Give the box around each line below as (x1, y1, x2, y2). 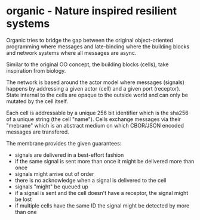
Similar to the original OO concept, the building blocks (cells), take (6, 61, 169, 68)
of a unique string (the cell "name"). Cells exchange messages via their (6, 115, 181, 123)
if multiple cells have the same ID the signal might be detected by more (14, 202, 190, 209)
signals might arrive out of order (14, 170, 94, 177)
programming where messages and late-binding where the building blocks (6, 43, 190, 50)
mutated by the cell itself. (6, 97, 69, 105)
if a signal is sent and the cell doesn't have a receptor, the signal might (14, 189, 189, 196)
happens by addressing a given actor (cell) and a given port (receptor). (6, 85, 181, 92)
